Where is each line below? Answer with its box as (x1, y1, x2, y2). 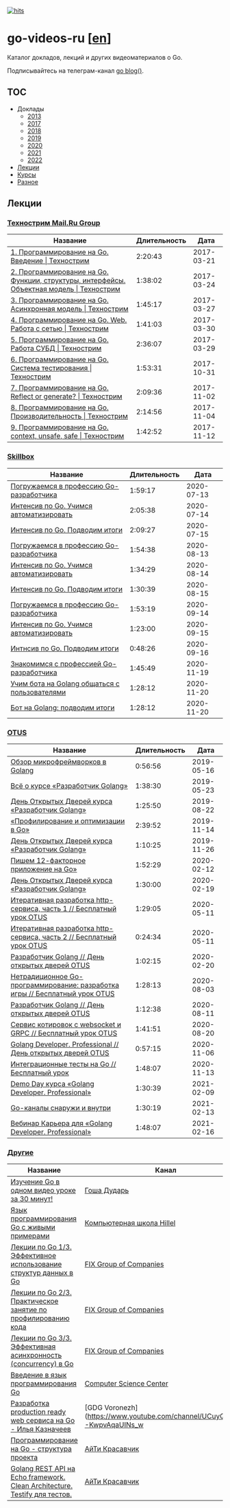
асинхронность (10, 1351, 62, 1360)
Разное (16, 177, 39, 185)
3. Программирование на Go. (10, 295, 109, 305)
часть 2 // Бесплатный (42, 932, 117, 942)
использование (10, 1259, 62, 1269)
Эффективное (10, 1251, 57, 1261)
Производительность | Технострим (10, 412, 129, 421)
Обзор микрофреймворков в (10, 757, 107, 767)
